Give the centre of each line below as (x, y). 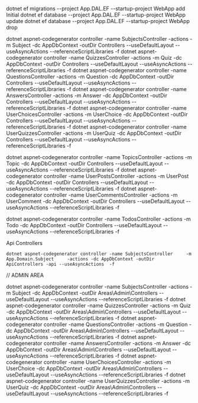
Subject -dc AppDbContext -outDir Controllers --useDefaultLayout (93, 45)
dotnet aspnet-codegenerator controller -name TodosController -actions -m (98, 219)
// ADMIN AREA (25, 275)
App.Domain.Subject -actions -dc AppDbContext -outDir (80, 259)
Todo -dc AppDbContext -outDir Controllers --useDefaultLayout (84, 225)
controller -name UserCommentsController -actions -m (111, 195)
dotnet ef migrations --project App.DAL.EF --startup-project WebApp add (96, 9)
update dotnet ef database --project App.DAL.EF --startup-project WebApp (98, 21)
